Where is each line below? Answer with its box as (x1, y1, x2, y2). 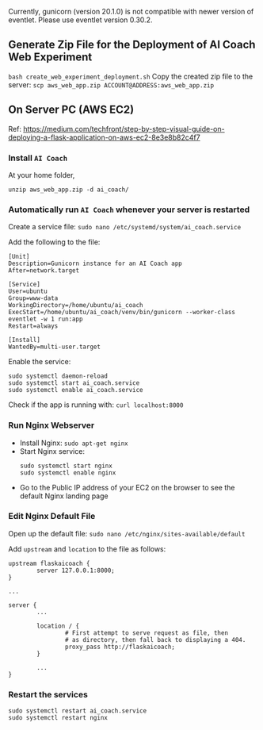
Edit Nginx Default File (8, 511, 96, 522)
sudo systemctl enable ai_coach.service (8, 386, 144, 394)
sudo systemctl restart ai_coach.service (8, 707, 147, 715)
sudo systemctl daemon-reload (8, 372, 109, 380)
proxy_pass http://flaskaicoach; (64, 643, 176, 651)
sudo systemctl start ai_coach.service (8, 379, 140, 387)
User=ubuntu (8, 287, 48, 296)
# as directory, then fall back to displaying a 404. (64, 636, 246, 644)
